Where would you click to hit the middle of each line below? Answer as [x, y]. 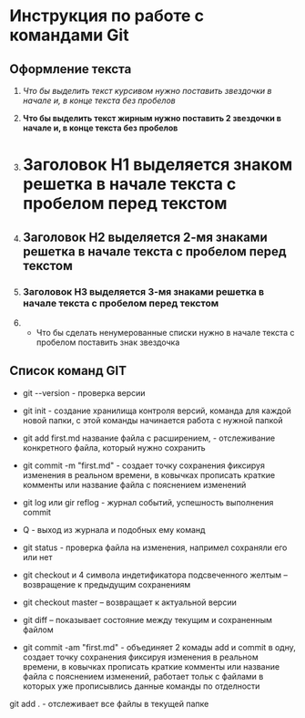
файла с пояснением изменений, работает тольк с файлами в [143, 676]
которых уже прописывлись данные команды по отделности [141, 686]
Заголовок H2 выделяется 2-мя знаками [145, 237]
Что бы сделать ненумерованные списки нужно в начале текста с [165, 332]
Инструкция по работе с [107, 16]
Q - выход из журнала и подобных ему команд [114, 529]
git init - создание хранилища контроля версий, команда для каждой [157, 411]
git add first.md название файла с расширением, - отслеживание [149, 438]
